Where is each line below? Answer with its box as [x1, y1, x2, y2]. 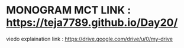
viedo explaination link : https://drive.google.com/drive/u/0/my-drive [6, 35, 173, 42]
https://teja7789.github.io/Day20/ [6, 16, 178, 29]
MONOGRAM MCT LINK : [6, 4, 131, 17]
